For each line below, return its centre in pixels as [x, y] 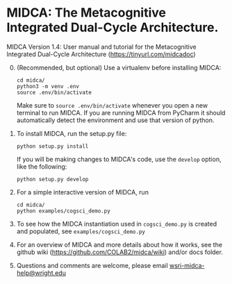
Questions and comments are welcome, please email [92, 265]
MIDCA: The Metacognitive [86, 13]
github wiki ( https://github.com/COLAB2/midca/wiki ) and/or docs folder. [120, 252]
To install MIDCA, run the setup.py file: [72, 133]
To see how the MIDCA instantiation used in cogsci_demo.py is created [116, 224]
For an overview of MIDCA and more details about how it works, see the [119, 244]
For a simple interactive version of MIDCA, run [82, 192]
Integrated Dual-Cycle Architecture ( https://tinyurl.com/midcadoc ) [101, 54]
